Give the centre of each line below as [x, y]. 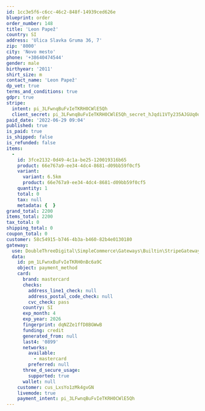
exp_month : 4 [39, 313]
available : [42, 353]
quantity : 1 [32, 188]
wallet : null [39, 382]
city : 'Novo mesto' [31, 52]
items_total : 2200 [30, 217]
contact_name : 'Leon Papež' [42, 80]
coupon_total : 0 [27, 234]
